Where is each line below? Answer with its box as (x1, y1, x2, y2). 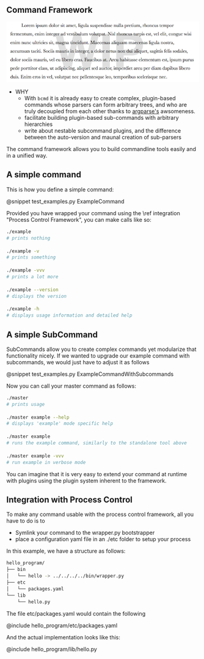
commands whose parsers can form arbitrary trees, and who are (24, 101, 188, 109)
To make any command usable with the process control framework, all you (6, 510, 194, 518)
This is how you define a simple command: (6, 186, 114, 193)
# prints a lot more (6, 274, 59, 280)
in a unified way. (6, 152, 48, 160)
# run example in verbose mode (6, 459, 86, 465)
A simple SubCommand (6, 330, 98, 340)
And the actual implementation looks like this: (6, 633, 120, 641)
